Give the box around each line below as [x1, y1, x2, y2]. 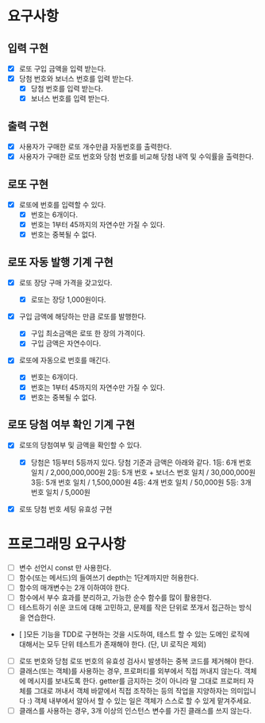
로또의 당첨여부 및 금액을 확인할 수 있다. [18, 440, 142, 450]
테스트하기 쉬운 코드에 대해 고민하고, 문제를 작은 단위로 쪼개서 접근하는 [18, 602, 237, 612]
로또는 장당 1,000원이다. [30, 295, 106, 304]
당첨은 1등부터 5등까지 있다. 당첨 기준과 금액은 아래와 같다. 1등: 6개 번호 [30, 458, 252, 467]
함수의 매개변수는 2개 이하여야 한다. [18, 582, 130, 592]
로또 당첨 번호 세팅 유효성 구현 [18, 504, 113, 513]
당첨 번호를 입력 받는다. [30, 84, 104, 94]
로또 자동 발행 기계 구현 [7, 255, 114, 269]
